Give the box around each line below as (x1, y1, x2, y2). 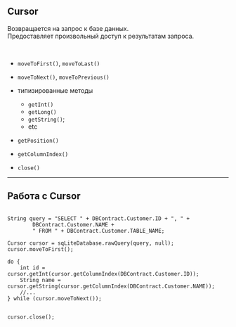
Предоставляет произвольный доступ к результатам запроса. (7, 32, 195, 40)
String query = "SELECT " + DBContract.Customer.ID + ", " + (7, 214, 190, 222)
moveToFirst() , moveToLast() (17, 59, 100, 68)
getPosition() (17, 137, 59, 144)
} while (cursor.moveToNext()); (7, 295, 102, 302)
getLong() (27, 108, 58, 115)
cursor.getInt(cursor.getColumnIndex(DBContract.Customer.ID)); (7, 270, 199, 277)
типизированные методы (17, 86, 93, 94)
